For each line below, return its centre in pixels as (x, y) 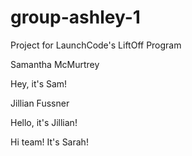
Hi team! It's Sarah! (49, 142)
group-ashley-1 (75, 17)
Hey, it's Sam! (39, 83)
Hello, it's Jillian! (44, 122)
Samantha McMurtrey (55, 64)
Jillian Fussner (40, 103)
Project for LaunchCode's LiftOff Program (96, 45)
